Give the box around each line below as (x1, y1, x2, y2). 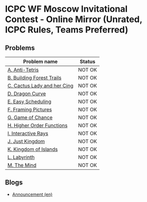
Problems (5, 44, 35, 52)
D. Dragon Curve (7, 90, 46, 97)
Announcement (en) (12, 191, 53, 197)
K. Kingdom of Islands (7, 146, 58, 153)
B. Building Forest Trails (7, 74, 62, 81)
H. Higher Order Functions (7, 122, 68, 129)
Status (80, 58, 96, 65)
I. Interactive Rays (7, 130, 49, 136)
